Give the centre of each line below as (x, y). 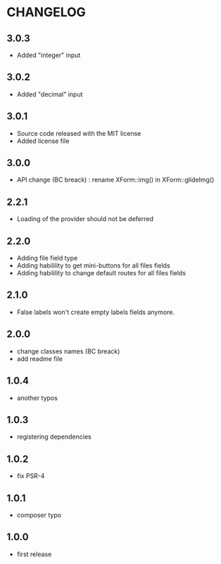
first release (34, 554)
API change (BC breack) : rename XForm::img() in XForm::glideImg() (115, 180)
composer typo (39, 515)
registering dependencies (54, 437)
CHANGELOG (46, 12)
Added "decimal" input (50, 94)
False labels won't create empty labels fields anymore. (96, 312)
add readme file (39, 358)
